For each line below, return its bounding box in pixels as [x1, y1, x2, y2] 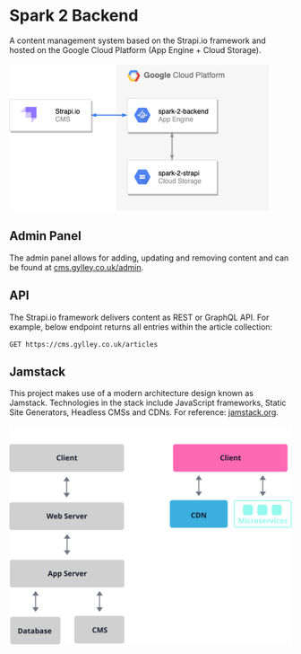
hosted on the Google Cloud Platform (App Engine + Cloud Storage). [9, 44, 262, 55]
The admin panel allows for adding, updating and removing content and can [9, 252, 289, 263]
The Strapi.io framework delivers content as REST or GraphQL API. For [9, 312, 270, 323]
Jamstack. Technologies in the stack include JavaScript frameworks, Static [9, 397, 287, 409]
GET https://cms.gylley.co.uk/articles [9, 340, 159, 349]
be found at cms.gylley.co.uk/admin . [9, 261, 144, 272]
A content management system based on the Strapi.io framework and [9, 35, 266, 46]
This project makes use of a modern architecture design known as [9, 388, 254, 399]
